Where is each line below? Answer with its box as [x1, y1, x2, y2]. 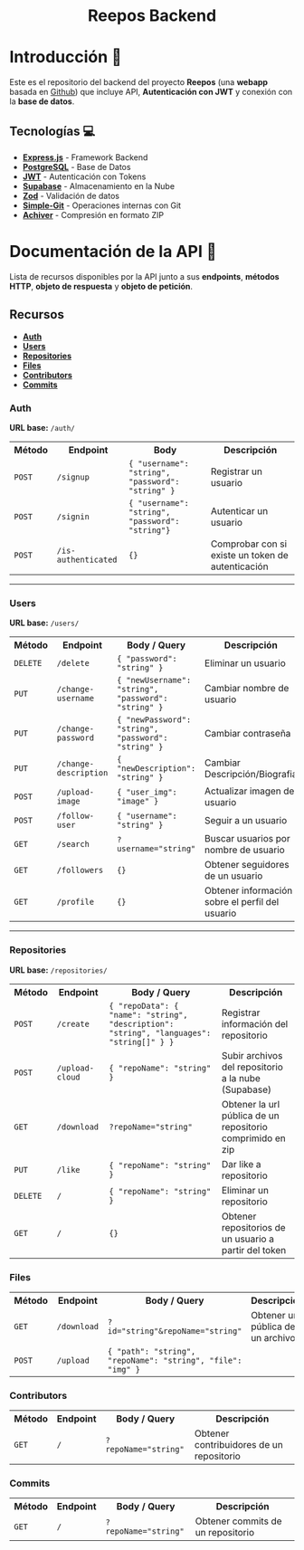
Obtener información [204, 884, 293, 897]
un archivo [250, 1331, 296, 1344]
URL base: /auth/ [9, 422, 75, 433]
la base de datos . [9, 96, 75, 107]
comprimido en [221, 1132, 287, 1145]
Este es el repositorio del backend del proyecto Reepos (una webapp [9, 77, 269, 88]
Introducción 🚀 [9, 47, 122, 68]
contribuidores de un [194, 1439, 283, 1451]
